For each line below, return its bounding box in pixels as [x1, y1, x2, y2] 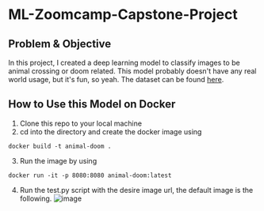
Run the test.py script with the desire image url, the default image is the [19, 185, 254, 194]
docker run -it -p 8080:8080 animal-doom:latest [8, 171, 172, 179]
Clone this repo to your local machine [19, 119, 143, 128]
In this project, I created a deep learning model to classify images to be [8, 58, 240, 67]
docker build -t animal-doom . [8, 142, 112, 150]
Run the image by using [19, 156, 98, 165]
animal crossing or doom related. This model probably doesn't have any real [8, 66, 257, 76]
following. [19, 194, 52, 203]
